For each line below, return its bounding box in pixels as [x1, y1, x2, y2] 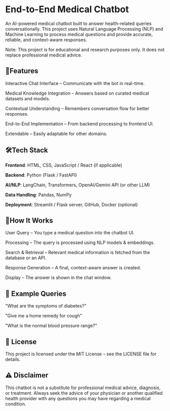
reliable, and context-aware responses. [5, 37, 87, 43]
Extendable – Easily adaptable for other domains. [5, 130, 108, 136]
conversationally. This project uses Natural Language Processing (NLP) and [5, 25, 163, 32]
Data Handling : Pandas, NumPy [5, 191, 72, 198]
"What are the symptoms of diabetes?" [5, 303, 87, 309]
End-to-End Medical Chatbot [5, 4, 129, 15]
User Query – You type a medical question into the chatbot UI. [5, 230, 135, 236]
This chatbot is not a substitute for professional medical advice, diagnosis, [5, 385, 161, 391]
